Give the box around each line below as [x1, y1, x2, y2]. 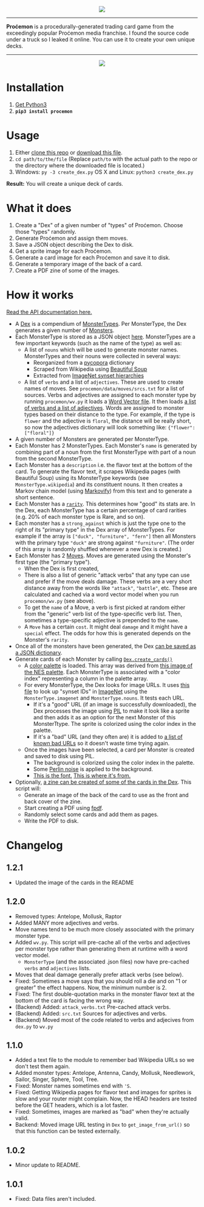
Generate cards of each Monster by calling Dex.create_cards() [15, 655, 173, 663]
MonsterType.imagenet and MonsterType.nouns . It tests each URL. [24, 694, 185, 702]
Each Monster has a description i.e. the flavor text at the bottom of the [15, 461, 192, 468]
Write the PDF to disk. [24, 817, 79, 825]
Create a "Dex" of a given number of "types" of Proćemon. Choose [15, 221, 183, 228]
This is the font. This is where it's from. [33, 772, 131, 779]
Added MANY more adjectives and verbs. [15, 919, 120, 926]
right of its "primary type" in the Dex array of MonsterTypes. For [15, 526, 175, 533]
